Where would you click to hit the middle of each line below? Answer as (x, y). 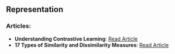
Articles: (19, 26)
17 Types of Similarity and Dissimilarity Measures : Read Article (92, 45)
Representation (35, 10)
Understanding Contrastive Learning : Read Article (76, 39)
